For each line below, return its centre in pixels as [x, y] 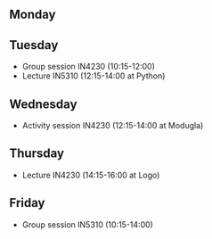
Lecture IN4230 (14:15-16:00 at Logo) [91, 175]
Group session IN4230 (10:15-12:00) [89, 67]
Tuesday [34, 45]
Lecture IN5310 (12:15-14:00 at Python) [94, 76]
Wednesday [43, 104]
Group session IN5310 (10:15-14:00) [88, 224]
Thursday [37, 154]
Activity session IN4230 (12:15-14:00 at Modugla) [113, 126]
